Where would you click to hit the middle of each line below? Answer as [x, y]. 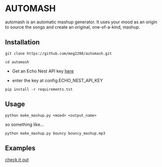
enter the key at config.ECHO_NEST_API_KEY [57, 80]
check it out [17, 160]
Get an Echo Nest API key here [43, 71]
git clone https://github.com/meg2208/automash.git [58, 53]
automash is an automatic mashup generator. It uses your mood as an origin [81, 22]
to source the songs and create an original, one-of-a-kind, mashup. [72, 27]
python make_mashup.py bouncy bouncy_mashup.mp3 [55, 133]
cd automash [17, 62]
